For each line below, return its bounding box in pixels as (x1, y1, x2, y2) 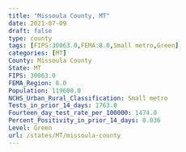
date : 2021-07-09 (8, 19, 67, 27)
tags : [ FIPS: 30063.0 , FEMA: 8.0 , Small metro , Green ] (8, 42, 180, 50)
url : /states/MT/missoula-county (8, 131, 121, 139)
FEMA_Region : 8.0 (8, 79, 67, 87)
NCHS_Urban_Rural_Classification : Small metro (8, 94, 168, 102)
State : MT (8, 64, 42, 72)
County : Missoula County (8, 57, 92, 65)
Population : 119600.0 (8, 86, 82, 95)
